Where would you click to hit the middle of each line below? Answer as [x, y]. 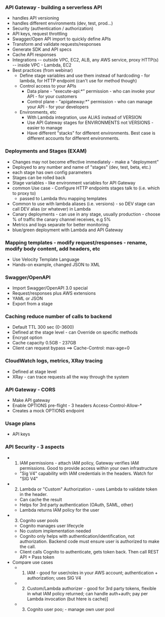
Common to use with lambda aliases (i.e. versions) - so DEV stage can [83, 204]
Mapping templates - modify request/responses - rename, [76, 243]
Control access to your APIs [48, 86]
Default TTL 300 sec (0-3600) [43, 327]
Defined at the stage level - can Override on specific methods [75, 332]
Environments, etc [38, 112]
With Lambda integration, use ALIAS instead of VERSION [84, 118]
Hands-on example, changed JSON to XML [56, 264]
